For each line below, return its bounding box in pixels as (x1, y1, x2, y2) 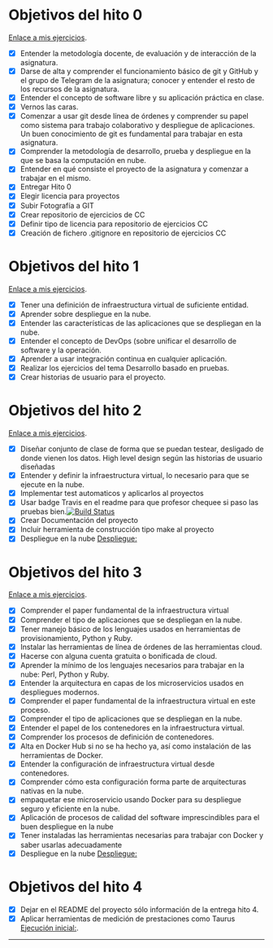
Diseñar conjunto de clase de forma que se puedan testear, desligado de (19, 444, 264, 454)
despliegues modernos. (19, 687, 100, 697)
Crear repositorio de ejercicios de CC (19, 209, 145, 219)
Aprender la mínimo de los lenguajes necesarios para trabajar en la (19, 660, 245, 669)
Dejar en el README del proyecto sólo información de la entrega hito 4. (19, 904, 259, 914)
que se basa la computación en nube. (19, 156, 146, 165)
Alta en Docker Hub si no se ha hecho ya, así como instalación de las (19, 741, 252, 751)
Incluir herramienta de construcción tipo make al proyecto (19, 524, 214, 534)
